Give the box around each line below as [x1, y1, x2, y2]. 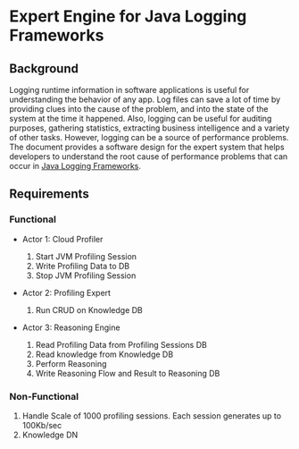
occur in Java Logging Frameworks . [9, 161, 141, 171]
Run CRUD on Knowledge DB [35, 304, 143, 315]
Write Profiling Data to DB [35, 260, 130, 271]
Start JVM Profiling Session [35, 250, 137, 261]
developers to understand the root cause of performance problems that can [9, 151, 288, 162]
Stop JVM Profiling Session [35, 270, 137, 281]
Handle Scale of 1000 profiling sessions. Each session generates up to [21, 410, 282, 421]
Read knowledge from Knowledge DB [35, 349, 174, 360]
